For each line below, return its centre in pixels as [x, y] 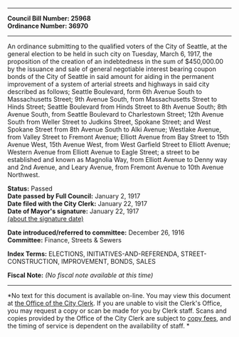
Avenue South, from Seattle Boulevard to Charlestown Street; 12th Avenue [116, 114]
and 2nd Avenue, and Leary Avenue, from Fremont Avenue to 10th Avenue [116, 167]
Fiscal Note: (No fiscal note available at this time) [80, 275]
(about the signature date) [46, 219]
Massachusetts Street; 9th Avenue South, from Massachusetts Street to [112, 99]
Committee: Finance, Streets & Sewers [65, 240]
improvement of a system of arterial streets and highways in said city [108, 84]
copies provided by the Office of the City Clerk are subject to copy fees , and [119, 318]
